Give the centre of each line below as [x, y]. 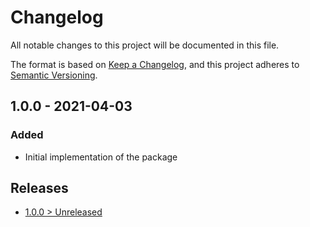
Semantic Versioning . [54, 75]
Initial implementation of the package [101, 157]
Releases [39, 188]
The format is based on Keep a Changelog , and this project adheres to [155, 64]
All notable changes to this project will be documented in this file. [145, 45]
